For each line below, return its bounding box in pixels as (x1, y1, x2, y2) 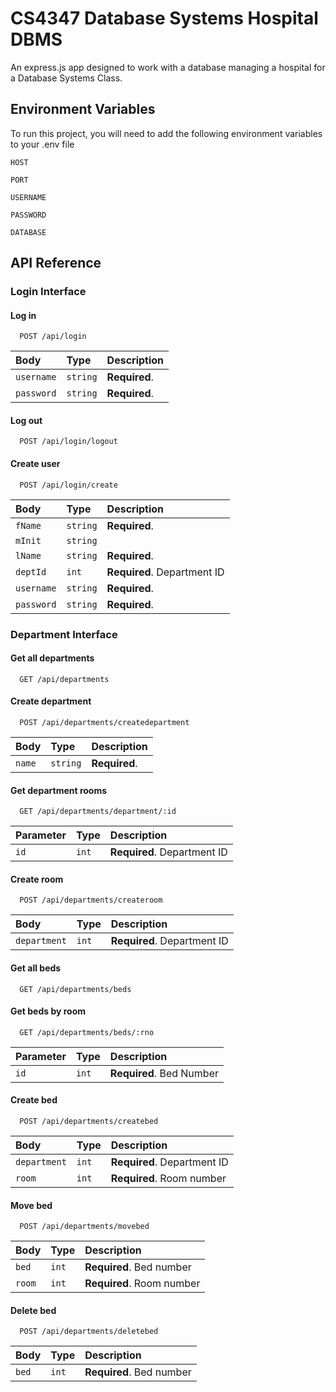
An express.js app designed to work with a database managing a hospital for (10, 61, 326, 73)
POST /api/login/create (19, 480, 118, 490)
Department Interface (10, 627, 118, 641)
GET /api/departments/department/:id (19, 807, 177, 817)
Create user (10, 458, 61, 470)
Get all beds (10, 962, 62, 974)
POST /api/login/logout (19, 437, 118, 447)
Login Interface (10, 285, 87, 299)
